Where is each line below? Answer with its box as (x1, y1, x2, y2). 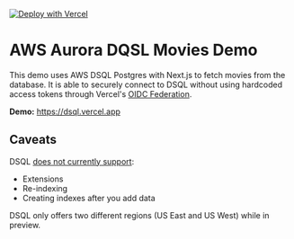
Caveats (9, 132, 57, 147)
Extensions (22, 173, 64, 184)
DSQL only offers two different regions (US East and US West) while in (9, 209, 270, 220)
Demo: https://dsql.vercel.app (9, 106, 121, 117)
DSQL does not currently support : (9, 155, 135, 166)
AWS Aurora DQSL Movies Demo (9, 40, 258, 60)
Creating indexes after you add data (22, 192, 156, 203)
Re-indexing (22, 182, 68, 193)
